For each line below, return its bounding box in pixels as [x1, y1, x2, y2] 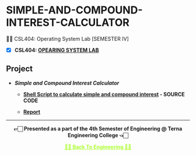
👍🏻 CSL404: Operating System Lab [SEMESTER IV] [6, 35, 129, 42]
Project [6, 64, 33, 74]
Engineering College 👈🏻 [68, 131, 128, 138]
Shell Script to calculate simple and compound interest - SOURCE [23, 91, 185, 98]
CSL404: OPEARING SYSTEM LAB [14, 46, 99, 53]
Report [23, 108, 41, 115]
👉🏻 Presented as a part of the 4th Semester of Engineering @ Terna [13, 125, 183, 132]
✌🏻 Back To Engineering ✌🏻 [64, 143, 132, 150]
